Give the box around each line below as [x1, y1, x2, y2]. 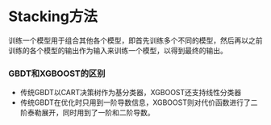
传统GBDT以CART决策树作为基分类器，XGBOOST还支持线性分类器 [19, 88, 242, 98]
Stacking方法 [8, 7, 98, 26]
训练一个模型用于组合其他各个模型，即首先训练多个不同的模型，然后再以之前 [8, 35, 263, 45]
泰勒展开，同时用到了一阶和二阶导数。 [27, 108, 155, 118]
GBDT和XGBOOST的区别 [8, 68, 106, 79]
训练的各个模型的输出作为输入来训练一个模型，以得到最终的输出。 [8, 45, 227, 55]
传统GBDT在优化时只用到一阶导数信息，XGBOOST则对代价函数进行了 [19, 98, 252, 107]
